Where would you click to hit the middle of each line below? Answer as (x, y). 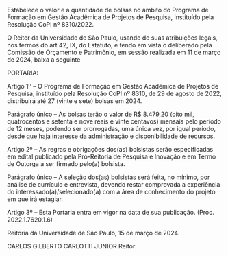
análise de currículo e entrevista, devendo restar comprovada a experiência (114, 184)
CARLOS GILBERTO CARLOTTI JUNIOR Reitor (71, 246)
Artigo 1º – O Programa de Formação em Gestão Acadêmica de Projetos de (113, 86)
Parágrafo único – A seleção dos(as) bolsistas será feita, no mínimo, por (109, 177)
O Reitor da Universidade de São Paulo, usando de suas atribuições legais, (112, 38)
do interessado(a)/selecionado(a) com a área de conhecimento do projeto (111, 192)
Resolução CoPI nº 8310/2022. (51, 24)
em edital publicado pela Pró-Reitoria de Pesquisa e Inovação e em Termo (112, 156)
